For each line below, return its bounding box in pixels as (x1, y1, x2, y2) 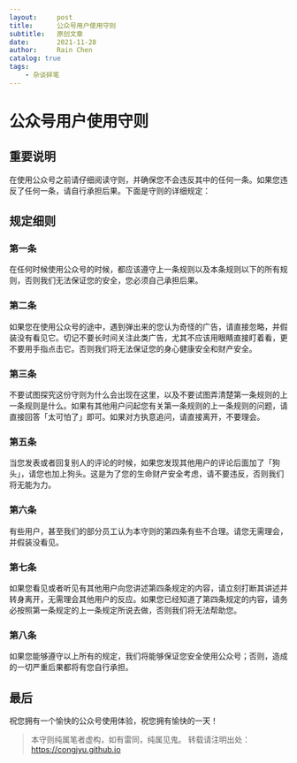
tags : (9, 63, 29, 72)
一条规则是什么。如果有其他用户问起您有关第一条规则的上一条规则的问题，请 (9, 401, 288, 411)
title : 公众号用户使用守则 (9, 21, 117, 30)
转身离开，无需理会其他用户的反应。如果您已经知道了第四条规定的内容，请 (9, 593, 280, 604)
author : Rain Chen (9, 46, 93, 55)
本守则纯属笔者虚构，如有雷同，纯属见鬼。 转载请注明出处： (30, 735, 250, 745)
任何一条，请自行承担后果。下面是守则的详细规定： (24, 185, 210, 195)
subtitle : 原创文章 (9, 29, 84, 38)
